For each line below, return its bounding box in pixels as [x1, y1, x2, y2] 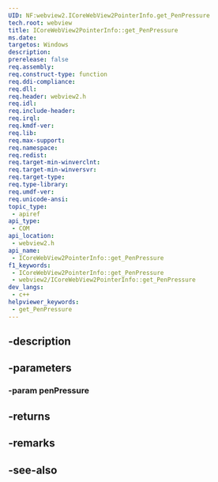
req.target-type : [8, 173, 66, 182]
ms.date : [8, 33, 37, 42]
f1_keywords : [8, 262, 51, 269]
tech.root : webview [8, 19, 73, 27]
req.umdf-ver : [8, 187, 55, 196]
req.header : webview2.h [8, 92, 87, 100]
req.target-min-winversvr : [8, 166, 97, 174]
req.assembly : [8, 63, 55, 71]
